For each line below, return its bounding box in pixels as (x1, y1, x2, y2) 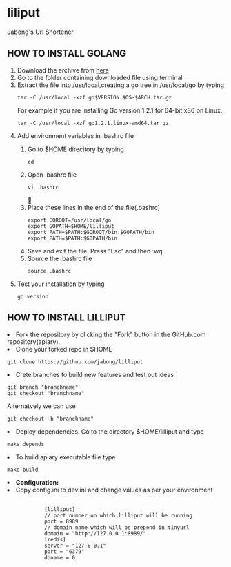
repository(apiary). (7, 337, 61, 346)
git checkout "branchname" (7, 390, 85, 396)
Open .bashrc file (27, 171, 77, 179)
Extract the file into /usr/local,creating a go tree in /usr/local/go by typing (17, 81, 225, 89)
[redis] (43, 536, 67, 543)
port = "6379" (43, 548, 85, 555)
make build (7, 466, 39, 473)
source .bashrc (27, 267, 71, 274)
